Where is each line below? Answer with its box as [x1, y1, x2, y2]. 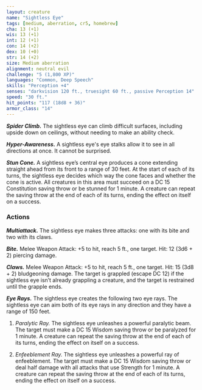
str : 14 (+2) [6, 54, 40, 60]
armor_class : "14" [6, 105, 53, 112]
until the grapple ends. [6, 283, 63, 290]
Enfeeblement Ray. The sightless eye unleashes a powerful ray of [15, 350, 179, 358]
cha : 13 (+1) [6, 26, 40, 32]
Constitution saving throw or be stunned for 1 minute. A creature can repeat [6, 184, 196, 192]
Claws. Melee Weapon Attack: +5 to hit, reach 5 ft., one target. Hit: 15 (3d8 [6, 263, 194, 270]
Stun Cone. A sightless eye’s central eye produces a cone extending [6, 159, 178, 166]
